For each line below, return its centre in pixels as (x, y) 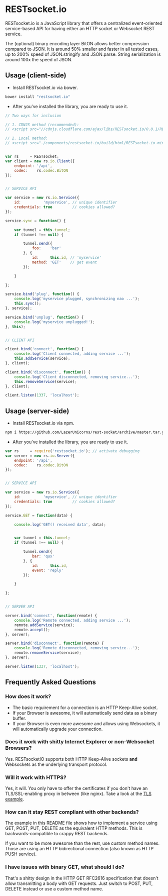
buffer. (19, 718)
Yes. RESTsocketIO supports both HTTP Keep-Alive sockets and (71, 759)
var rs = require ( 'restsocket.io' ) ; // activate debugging (72, 451)
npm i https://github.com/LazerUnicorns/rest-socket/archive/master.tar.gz (86, 432)
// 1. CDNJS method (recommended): (42, 125)
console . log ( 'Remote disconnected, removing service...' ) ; (77, 648)
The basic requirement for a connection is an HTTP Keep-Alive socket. (85, 708)
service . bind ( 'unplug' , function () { (44, 317)
